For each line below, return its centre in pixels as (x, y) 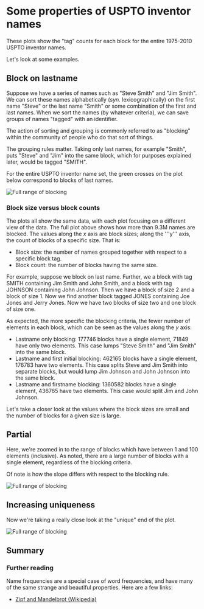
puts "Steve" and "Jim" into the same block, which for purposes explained (99, 155)
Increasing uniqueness (51, 505)
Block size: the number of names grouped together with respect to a (101, 252)
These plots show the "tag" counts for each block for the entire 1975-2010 (99, 41)
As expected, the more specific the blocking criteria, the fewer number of (98, 321)
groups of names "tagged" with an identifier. (62, 119)
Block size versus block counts (53, 207)
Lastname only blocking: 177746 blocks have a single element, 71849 (102, 339)
